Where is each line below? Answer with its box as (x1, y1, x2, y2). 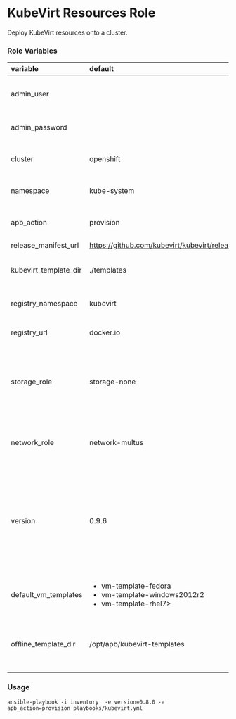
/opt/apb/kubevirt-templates (88, 639, 185, 649)
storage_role (11, 377, 53, 387)
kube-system (88, 186, 135, 196)
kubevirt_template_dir (11, 265, 82, 275)
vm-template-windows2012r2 (101, 590, 205, 600)
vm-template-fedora (101, 581, 171, 591)
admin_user (11, 89, 49, 99)
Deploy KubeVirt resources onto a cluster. (7, 28, 128, 37)
